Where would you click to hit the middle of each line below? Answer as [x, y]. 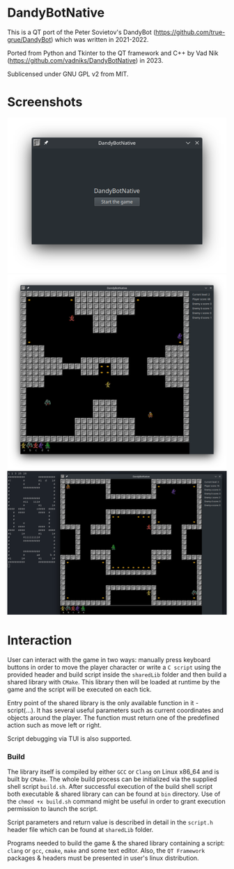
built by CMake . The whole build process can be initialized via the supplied [112, 779]
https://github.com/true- [190, 32]
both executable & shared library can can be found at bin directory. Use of [114, 794]
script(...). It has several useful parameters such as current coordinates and [116, 710]
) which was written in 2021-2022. [100, 39]
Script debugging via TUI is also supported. [70, 739]
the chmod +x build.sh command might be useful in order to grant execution [117, 801]
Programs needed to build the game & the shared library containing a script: [116, 843]
